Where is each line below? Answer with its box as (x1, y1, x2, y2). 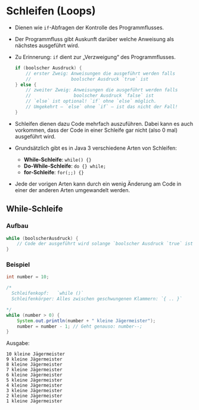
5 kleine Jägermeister (6, 377, 63, 383)
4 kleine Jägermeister (6, 383, 63, 389)
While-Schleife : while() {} (23, 156, 92, 163)
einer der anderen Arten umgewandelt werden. (14, 186, 130, 193)
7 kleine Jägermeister (6, 367, 63, 373)
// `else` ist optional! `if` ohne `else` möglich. (26, 98, 157, 104)
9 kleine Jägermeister (6, 356, 63, 362)
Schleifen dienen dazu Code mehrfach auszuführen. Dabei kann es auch (14, 120, 194, 127)
